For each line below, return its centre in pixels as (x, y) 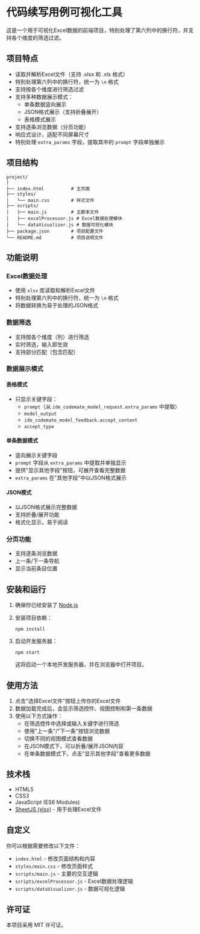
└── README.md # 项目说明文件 (55, 238)
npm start (27, 653)
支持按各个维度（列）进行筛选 (52, 337)
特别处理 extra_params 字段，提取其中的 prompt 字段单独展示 (90, 142)
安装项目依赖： (33, 618)
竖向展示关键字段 (36, 455)
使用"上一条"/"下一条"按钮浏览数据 (67, 731)
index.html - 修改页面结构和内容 (55, 858)
